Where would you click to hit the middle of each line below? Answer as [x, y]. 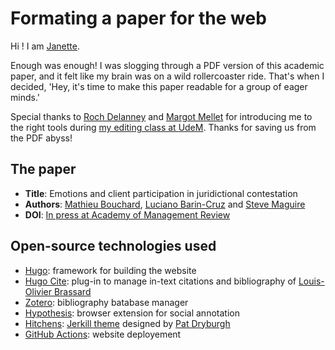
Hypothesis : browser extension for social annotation [132, 313]
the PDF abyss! [41, 138]
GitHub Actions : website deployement [103, 334]
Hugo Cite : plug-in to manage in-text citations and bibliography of [160, 281]
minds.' [25, 97]
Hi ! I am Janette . [45, 46]
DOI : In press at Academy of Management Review [127, 214]
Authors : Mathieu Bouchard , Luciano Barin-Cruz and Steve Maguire [165, 204]
